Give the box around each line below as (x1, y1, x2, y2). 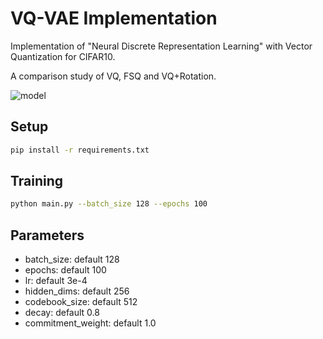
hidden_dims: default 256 (24, 285, 130, 297)
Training (10, 173, 64, 190)
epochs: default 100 (24, 264, 107, 276)
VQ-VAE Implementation (10, 7, 218, 30)
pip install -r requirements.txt (10, 145, 150, 155)
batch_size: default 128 (24, 253, 120, 266)
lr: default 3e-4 (24, 275, 88, 287)
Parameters (10, 227, 85, 244)
